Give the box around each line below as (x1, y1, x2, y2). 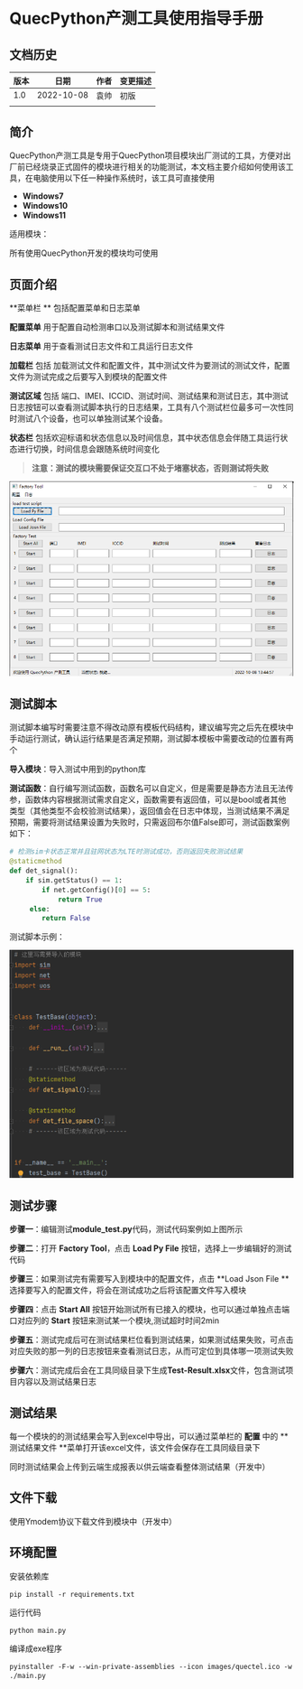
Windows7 (22, 191, 64, 201)
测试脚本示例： (9, 931, 65, 942)
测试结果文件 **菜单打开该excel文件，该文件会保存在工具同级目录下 (9, 1442, 261, 1452)
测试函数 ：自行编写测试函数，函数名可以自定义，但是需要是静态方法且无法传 (9, 783, 294, 794)
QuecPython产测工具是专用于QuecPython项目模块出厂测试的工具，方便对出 (9, 150, 291, 161)
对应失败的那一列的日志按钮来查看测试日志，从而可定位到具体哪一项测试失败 (9, 1346, 294, 1357)
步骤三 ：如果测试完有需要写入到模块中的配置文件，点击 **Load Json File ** (9, 1274, 289, 1284)
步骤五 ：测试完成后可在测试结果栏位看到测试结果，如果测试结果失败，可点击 (9, 1334, 294, 1346)
